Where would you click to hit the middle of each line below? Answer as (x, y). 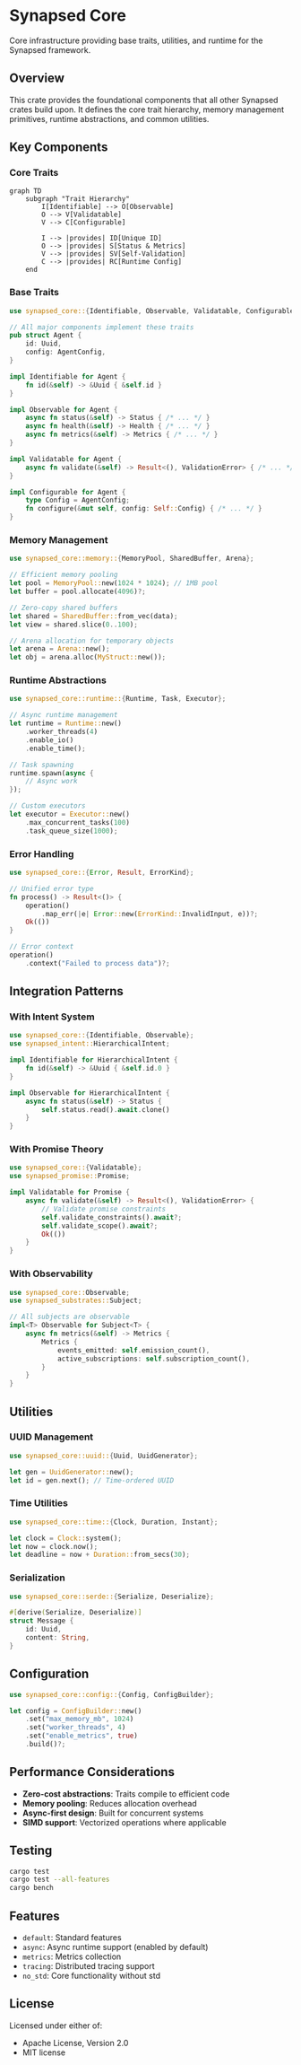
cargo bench (31, 1888)
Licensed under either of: (56, 2026)
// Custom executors (48, 806)
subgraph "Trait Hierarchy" (77, 199)
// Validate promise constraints (104, 1209)
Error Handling (42, 853)
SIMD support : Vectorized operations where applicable (124, 1822)
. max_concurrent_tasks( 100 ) (77, 822)
